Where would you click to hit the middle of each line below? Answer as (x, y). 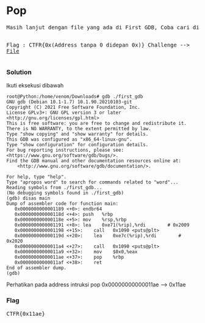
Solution (19, 72)
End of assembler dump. (37, 268)
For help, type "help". (37, 177)
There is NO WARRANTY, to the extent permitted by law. (79, 129)
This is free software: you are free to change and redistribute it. (97, 124)
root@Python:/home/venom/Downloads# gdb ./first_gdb (75, 97)
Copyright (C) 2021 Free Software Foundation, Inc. (73, 108)
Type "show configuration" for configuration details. (77, 145)
